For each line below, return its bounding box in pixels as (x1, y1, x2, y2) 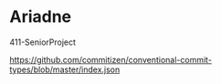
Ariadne (9, 6, 72, 27)
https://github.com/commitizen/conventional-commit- (9, 54, 213, 65)
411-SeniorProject (9, 37, 76, 47)
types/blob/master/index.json (9, 64, 121, 75)
